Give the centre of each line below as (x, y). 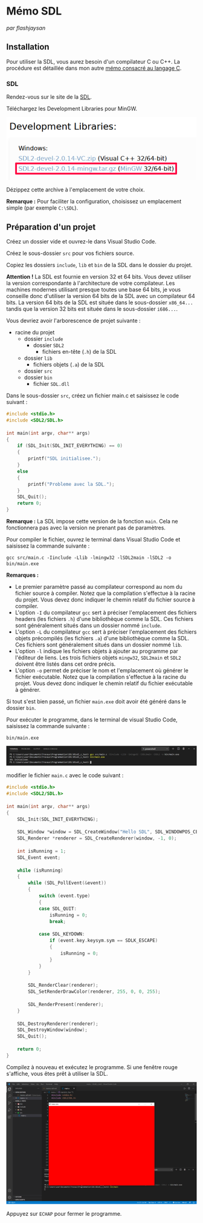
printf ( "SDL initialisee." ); (65, 459)
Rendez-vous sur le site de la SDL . (49, 97)
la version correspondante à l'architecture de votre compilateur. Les (91, 283)
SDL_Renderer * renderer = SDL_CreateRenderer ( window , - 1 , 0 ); (97, 838)
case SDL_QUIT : (58, 909)
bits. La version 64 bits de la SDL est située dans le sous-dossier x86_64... (100, 303)
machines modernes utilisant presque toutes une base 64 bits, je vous (94, 290)
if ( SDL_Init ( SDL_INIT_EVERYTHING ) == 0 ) (70, 446)
